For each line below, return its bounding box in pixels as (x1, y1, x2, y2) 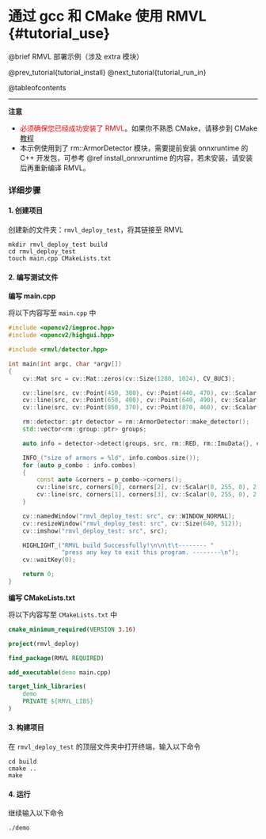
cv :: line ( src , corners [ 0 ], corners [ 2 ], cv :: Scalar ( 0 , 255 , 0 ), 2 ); (36, 484, 264, 492)
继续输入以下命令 (8, 808, 64, 818)
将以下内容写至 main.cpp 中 (8, 308, 97, 317)
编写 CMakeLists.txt (8, 593, 75, 602)
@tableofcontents (8, 82, 66, 92)
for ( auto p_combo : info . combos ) (22, 461, 136, 469)
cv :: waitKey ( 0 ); (22, 556, 77, 564)
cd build (8, 757, 37, 766)
